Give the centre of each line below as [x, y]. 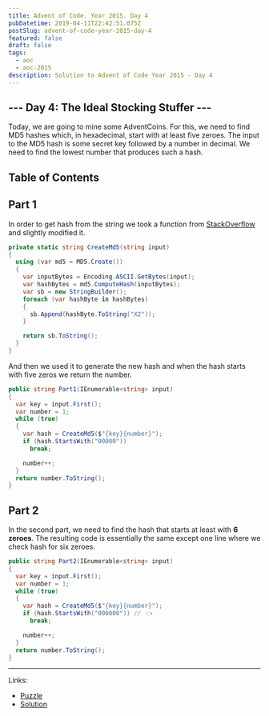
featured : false [35, 38]
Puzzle [31, 696]
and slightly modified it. [47, 232]
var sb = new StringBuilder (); [75, 292]
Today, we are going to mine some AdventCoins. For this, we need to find [129, 127]
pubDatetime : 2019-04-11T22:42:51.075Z [75, 23]
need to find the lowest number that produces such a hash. [106, 152]
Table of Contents [54, 177]
